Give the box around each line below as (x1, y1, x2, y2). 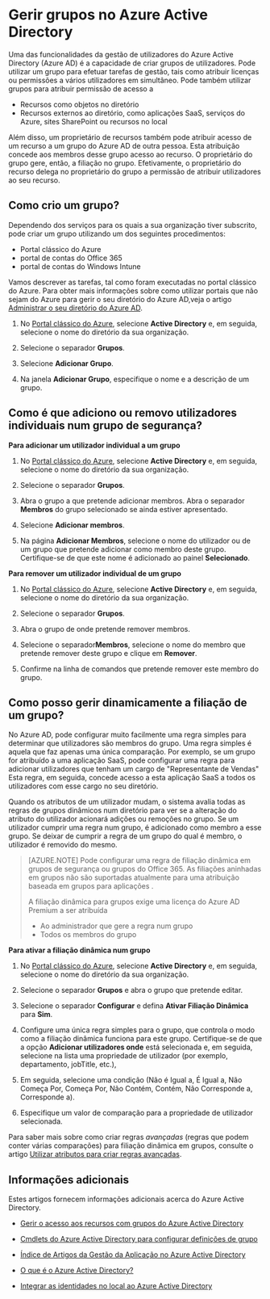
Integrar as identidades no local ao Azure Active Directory (19, 1281, 213, 1291)
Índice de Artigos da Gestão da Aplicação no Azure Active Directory (19, 1250, 246, 1259)
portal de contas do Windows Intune (19, 261, 141, 271)
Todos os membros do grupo (39, 930, 137, 940)
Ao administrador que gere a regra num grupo (39, 921, 193, 931)
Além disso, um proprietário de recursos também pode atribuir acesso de (8, 132, 252, 142)
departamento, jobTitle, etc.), (19, 1060, 117, 1070)
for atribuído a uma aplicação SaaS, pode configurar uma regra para (8, 755, 235, 765)
